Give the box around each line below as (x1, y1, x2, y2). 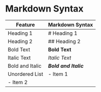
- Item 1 (47, 70, 68, 77)
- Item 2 (8, 78, 28, 85)
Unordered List (8, 70, 43, 77)
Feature (16, 21, 35, 28)
